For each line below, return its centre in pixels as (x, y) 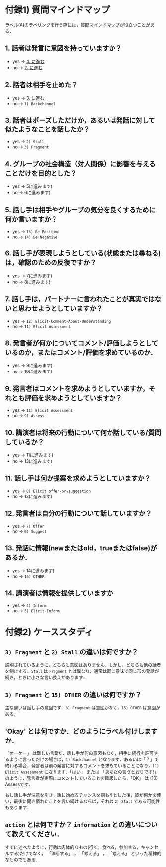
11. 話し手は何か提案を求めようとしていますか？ (78, 478)
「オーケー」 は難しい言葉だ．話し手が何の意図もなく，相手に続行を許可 (80, 753)
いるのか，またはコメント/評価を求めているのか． (81, 352)
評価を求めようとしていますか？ (73, 398)
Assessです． (19, 784)
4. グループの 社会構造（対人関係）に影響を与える (80, 164)
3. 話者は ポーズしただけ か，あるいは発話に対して (80, 120)
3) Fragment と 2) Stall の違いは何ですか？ (72, 652)
